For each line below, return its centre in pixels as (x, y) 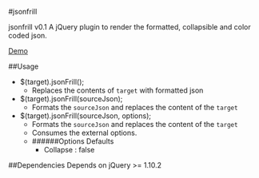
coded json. (28, 36)
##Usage (24, 66)
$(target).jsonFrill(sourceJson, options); (86, 116)
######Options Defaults (73, 141)
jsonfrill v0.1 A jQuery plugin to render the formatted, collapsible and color (129, 27)
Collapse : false (69, 150)
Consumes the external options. (84, 133)
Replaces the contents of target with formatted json (118, 90)
